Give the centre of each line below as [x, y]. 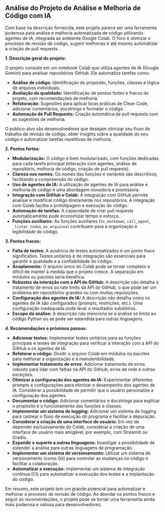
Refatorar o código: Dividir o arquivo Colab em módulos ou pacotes [81, 353]
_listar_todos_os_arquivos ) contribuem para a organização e [75, 226]
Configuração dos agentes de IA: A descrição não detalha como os [81, 298]
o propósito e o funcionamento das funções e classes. [67, 406]
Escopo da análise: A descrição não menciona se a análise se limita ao [84, 313]
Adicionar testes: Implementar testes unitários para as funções [76, 338]
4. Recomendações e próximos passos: [46, 328]
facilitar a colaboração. [35, 463]
